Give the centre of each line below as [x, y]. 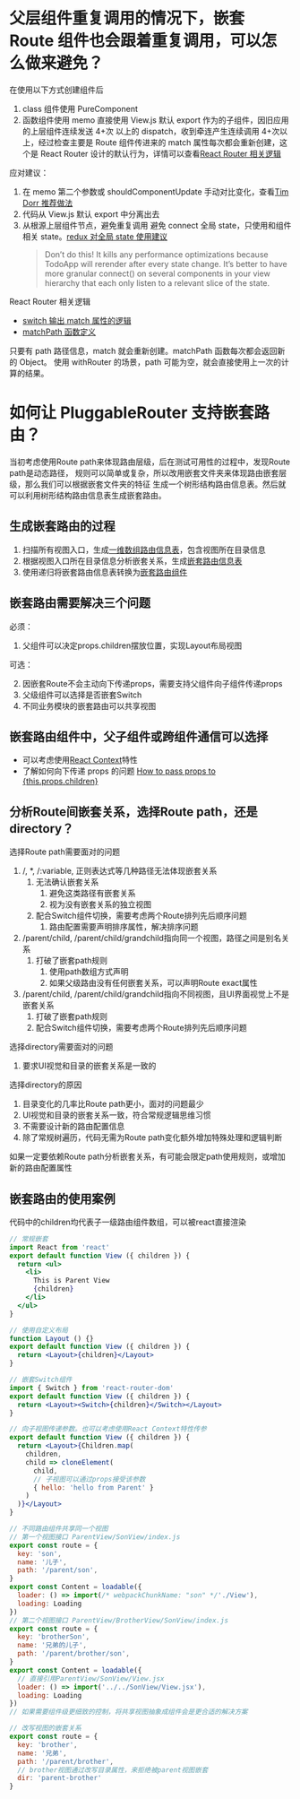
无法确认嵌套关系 [67, 882]
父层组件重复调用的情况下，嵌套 [127, 18]
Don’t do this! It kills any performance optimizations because [156, 254]
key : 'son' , [40, 1553]
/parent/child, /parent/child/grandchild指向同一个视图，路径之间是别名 [152, 938]
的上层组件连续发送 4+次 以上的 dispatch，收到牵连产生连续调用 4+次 [151, 131]
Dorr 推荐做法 [47, 203]
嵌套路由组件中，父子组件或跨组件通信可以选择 [139, 736]
